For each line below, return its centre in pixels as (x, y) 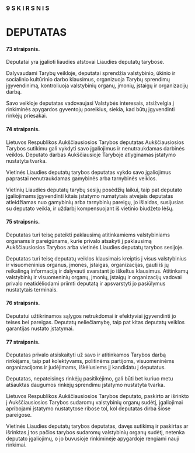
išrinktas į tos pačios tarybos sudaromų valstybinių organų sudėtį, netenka (95, 433)
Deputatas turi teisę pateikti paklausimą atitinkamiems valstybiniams (88, 235)
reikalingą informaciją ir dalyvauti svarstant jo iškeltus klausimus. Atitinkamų (97, 271)
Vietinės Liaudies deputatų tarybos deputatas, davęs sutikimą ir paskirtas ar (97, 426)
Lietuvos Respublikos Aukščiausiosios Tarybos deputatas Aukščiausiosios (95, 142)
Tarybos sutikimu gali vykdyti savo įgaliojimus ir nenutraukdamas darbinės (95, 148)
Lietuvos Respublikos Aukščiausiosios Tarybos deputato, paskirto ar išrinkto (97, 396)
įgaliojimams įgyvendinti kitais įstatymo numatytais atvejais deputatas (90, 196)
